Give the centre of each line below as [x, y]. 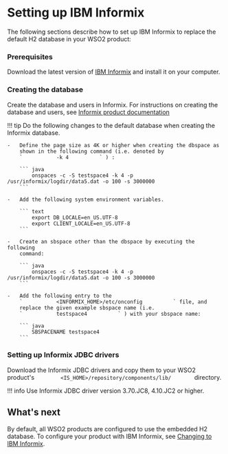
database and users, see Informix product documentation [89, 112]
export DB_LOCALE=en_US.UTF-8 [75, 217]
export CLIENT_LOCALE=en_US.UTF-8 [81, 224]
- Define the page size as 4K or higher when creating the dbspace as [113, 145]
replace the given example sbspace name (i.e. [87, 307]
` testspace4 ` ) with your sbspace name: [110, 314]
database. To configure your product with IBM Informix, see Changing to [110, 436]
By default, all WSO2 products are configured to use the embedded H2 [107, 429]
